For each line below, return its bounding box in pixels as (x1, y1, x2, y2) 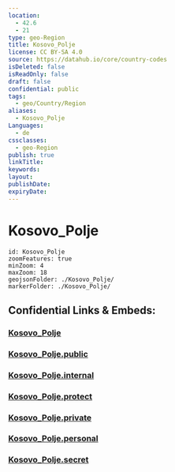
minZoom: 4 (8, 261, 44, 269)
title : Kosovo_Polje (8, 41, 76, 49)
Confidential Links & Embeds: (8, 303, 156, 317)
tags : (8, 92, 26, 100)
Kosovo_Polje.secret (8, 455, 89, 466)
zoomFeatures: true (8, 254, 73, 263)
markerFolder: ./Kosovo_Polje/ (8, 282, 111, 290)
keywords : (8, 166, 41, 174)
